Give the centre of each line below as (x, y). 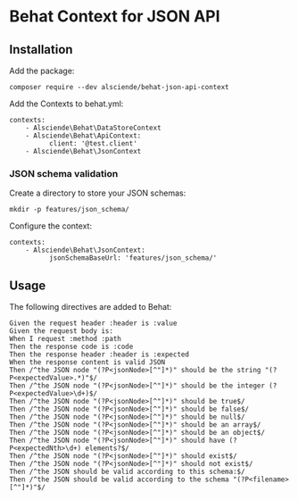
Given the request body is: (62, 331)
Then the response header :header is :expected (99, 354)
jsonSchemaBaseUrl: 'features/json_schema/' (133, 258)
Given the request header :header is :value (93, 323)
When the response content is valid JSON (87, 362)
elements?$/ (107, 448)
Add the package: (42, 71)
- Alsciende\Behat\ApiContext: (83, 136)
